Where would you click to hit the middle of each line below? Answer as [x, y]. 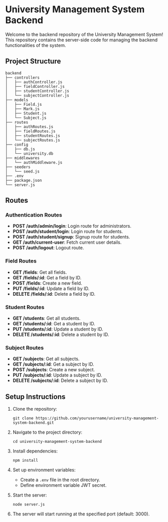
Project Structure [33, 62]
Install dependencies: [35, 451]
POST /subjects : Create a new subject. [54, 370]
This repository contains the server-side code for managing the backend [81, 40]
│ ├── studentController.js [37, 91]
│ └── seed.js [22, 171]
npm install [25, 461]
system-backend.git [33, 423]
